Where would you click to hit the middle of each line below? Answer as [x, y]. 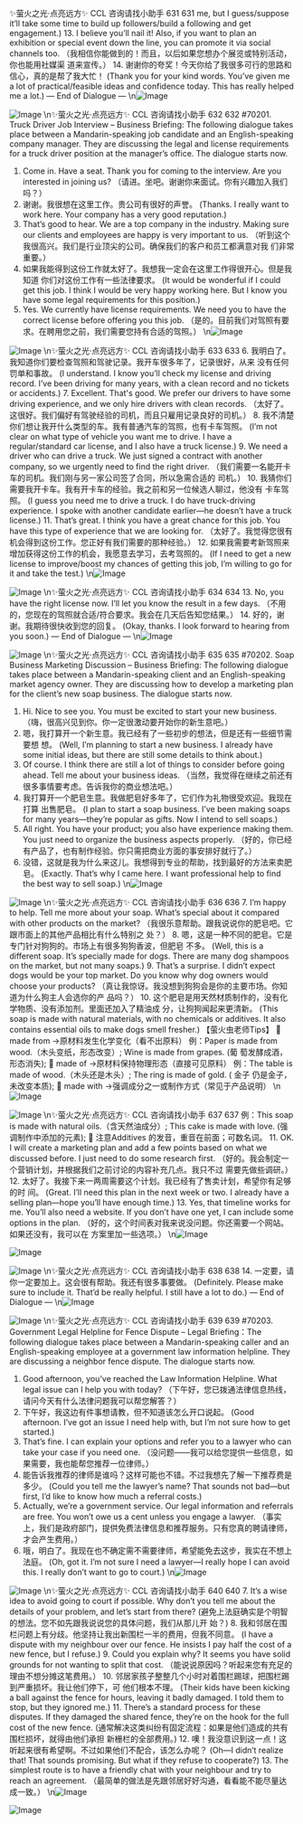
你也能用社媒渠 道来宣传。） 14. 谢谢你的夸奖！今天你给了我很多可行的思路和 [151, 65]
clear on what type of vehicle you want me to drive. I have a [121, 436]
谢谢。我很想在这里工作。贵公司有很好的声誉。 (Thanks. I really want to [156, 204]
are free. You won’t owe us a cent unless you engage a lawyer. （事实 [152, 1517]
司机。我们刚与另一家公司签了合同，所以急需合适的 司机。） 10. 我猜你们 [158, 478]
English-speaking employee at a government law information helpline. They [150, 1351]
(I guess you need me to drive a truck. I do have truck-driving [141, 501]
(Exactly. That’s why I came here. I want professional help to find [161, 874]
